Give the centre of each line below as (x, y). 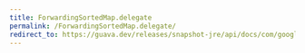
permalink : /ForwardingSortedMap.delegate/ (93, 26)
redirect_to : (34, 34)
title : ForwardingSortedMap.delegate (81, 18)
